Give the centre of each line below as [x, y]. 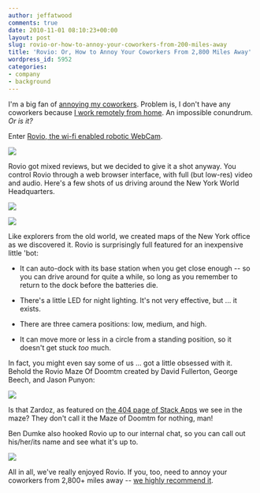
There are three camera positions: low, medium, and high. [113, 323]
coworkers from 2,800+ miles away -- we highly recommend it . [111, 480]
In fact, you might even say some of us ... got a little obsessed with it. [120, 363]
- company [24, 74]
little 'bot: [24, 252]
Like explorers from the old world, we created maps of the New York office [129, 236]
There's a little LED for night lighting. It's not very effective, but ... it [128, 300]
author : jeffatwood [40, 15]
